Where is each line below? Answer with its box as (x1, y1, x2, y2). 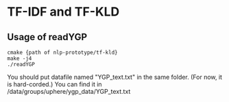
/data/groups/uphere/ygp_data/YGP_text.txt (7, 88, 131, 95)
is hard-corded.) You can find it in (7, 80, 102, 88)
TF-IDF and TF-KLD (7, 4, 120, 20)
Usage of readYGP (7, 31, 88, 43)
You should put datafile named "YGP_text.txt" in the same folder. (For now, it (7, 73, 223, 81)
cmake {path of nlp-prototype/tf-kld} (7, 49, 118, 56)
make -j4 (7, 55, 32, 62)
